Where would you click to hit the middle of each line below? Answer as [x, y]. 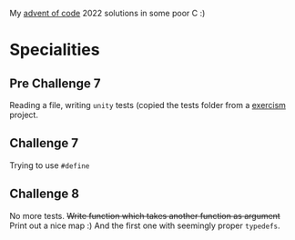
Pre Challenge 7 [55, 83]
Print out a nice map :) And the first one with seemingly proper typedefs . [145, 225]
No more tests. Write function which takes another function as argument [145, 215]
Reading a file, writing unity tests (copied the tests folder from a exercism [148, 105]
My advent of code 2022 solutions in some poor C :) [107, 13]
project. [24, 115]
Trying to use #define [50, 165]
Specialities [55, 50]
